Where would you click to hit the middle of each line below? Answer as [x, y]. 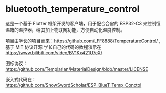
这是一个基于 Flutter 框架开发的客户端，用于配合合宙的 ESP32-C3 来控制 [81, 23]
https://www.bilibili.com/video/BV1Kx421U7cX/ [54, 53]
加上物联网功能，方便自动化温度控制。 [85, 30]
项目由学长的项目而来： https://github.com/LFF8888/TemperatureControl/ [82, 41]
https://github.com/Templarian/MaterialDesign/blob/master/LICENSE [77, 69]
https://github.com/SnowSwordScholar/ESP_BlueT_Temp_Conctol [73, 85]
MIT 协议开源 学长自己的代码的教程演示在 [58, 47]
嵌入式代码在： [21, 79]
